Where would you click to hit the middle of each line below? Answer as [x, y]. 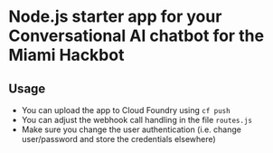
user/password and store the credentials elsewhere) [118, 139]
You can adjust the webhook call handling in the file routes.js [136, 120]
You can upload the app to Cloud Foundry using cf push [126, 110]
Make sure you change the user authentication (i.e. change [131, 129]
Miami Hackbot [66, 55]
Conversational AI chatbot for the [136, 36]
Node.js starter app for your [115, 17]
